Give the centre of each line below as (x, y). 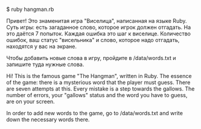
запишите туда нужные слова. (45, 64)
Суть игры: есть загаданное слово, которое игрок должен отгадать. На (99, 27)
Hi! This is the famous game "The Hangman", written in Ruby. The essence (99, 76)
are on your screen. (31, 101)
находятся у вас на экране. (42, 46)
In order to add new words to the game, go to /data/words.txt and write (94, 113)
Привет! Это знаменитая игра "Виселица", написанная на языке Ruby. (97, 21)
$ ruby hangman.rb (30, 9)
